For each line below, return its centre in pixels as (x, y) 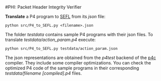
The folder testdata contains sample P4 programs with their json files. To (79, 34)
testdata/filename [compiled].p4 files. (44, 73)
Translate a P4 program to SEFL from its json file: (55, 16)
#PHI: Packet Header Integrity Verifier (43, 7)
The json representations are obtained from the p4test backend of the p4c (80, 58)
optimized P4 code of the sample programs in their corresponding (72, 68)
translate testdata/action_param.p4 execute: (50, 40)
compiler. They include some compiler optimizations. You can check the (78, 63)
